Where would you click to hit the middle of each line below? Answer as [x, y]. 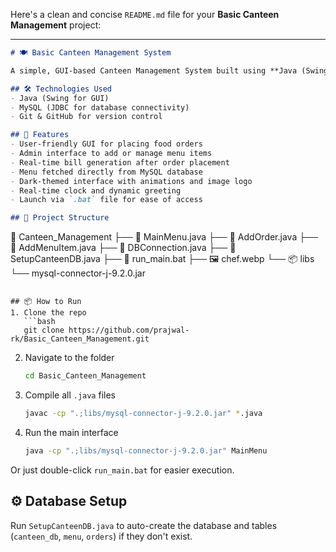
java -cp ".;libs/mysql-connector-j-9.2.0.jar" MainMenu [146, 450]
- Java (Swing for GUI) [60, 98]
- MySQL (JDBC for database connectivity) [100, 107]
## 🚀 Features [40, 135]
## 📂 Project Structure [60, 218]
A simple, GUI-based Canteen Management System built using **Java [154, 70]
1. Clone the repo [48, 313]
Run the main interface [71, 432]
